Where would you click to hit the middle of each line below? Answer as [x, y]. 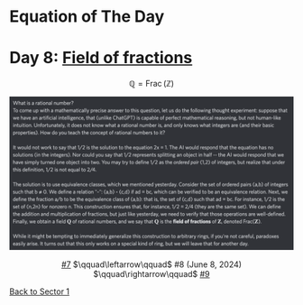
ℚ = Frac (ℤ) [151, 84]
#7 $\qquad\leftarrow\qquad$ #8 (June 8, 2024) [151, 264]
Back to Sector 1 [40, 291]
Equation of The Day [87, 17]
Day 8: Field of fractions [101, 58]
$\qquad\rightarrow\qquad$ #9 [151, 273]
